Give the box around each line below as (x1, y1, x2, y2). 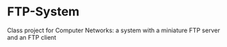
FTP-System (7, 4, 80, 19)
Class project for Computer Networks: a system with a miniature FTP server (7, 26, 220, 34)
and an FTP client (7, 33, 57, 41)
